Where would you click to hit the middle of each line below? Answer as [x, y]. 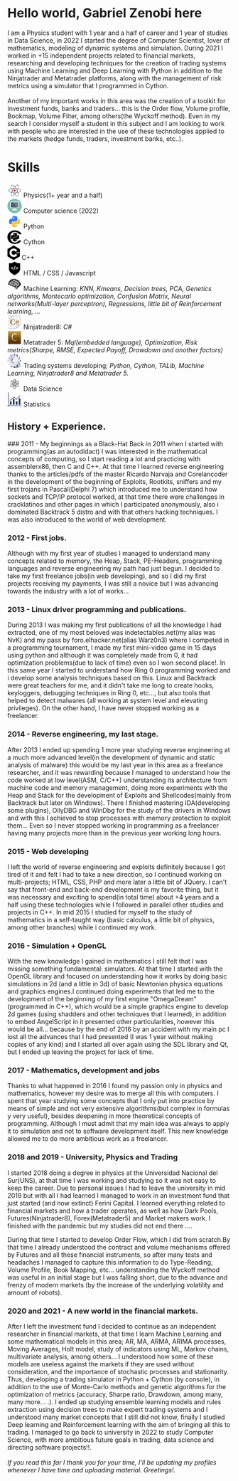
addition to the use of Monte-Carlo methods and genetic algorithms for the [117, 1387]
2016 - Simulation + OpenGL [57, 946]
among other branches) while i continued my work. [82, 927]
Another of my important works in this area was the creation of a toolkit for [117, 100]
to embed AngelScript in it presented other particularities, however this [111, 1022]
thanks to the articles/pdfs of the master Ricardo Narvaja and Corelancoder [118, 474]
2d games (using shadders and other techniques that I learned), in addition [117, 1014]
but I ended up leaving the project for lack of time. [81, 1052]
